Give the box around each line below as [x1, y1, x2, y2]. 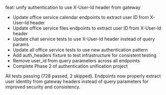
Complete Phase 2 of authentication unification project [12, 63, 128, 69]
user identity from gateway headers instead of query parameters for [5, 79, 149, 84]
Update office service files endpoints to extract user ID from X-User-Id [12, 25, 162, 31]
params [12, 41, 29, 47]
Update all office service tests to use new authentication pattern [12, 47, 148, 53]
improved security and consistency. [5, 84, 81, 90]
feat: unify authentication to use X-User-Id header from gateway [5, 5, 140, 10]
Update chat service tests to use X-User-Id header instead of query [12, 36, 155, 42]
